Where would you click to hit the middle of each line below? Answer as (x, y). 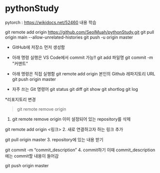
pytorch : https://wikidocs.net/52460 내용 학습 (51, 22)
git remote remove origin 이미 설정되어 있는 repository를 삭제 (71, 119)
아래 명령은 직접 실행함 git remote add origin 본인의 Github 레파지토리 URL (84, 73)
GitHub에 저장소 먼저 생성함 (39, 47)
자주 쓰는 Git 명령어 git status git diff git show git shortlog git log (75, 89)
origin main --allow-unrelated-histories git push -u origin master (69, 37)
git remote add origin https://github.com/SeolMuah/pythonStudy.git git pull (80, 32)
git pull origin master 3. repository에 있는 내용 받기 (54, 139)
